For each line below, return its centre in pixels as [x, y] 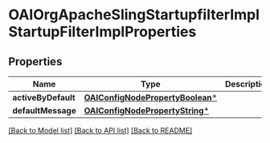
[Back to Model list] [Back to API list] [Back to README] [100, 131]
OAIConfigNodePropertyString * [147, 110]
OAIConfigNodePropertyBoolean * [151, 98]
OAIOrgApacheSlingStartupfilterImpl [134, 15]
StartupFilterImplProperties [102, 32]
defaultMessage [44, 110]
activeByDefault [44, 98]
